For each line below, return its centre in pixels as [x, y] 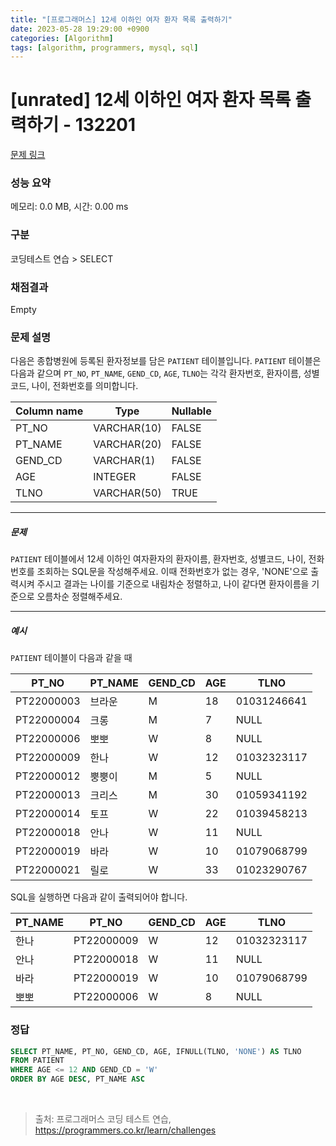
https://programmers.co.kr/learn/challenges [125, 1130]
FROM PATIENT [37, 1061]
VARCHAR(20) [127, 444]
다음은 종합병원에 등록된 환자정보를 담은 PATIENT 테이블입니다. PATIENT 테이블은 [166, 361]
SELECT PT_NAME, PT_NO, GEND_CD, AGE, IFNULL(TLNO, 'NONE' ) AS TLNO [156, 1051]
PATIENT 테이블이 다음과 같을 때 [71, 658]
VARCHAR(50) [127, 493]
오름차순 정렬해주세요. [79, 597]
